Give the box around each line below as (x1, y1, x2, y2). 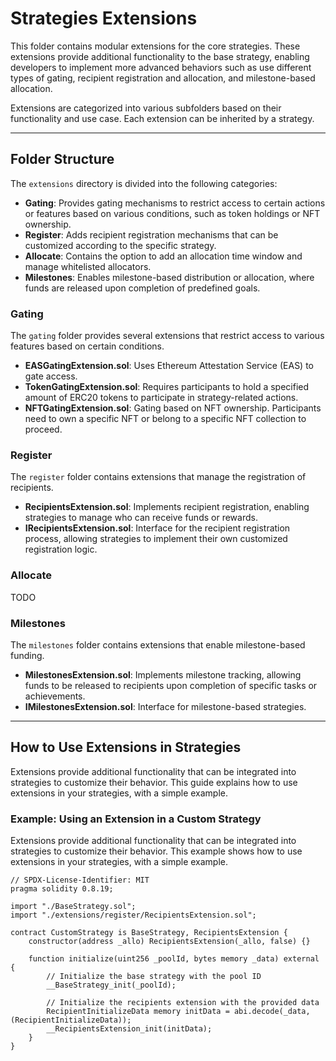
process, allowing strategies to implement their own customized (24, 533, 288, 545)
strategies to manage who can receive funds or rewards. (24, 512, 258, 524)
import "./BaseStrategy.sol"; (10, 902, 137, 912)
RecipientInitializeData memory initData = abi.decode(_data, (46, 1007, 311, 1017)
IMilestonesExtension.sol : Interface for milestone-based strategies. (24, 700, 307, 712)
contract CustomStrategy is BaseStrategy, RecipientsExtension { (10, 928, 288, 938)
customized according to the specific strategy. (24, 239, 217, 251)
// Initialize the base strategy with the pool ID (46, 972, 262, 982)
